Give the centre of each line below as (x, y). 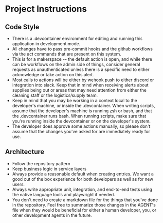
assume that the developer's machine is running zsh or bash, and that (82, 111)
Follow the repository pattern (41, 163)
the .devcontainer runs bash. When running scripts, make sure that (79, 116)
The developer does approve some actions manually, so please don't (81, 126)
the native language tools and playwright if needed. (63, 194)
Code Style (22, 27)
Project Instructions (46, 9)
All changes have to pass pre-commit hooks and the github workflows (82, 49)
